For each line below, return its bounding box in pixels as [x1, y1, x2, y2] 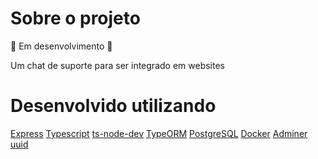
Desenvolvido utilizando [10, 95, 217, 117]
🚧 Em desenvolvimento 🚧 [10, 40, 113, 52]
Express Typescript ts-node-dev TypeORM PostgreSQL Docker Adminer [10, 127, 308, 139]
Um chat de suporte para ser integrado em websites [10, 59, 225, 71]
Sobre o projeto [10, 7, 141, 30]
